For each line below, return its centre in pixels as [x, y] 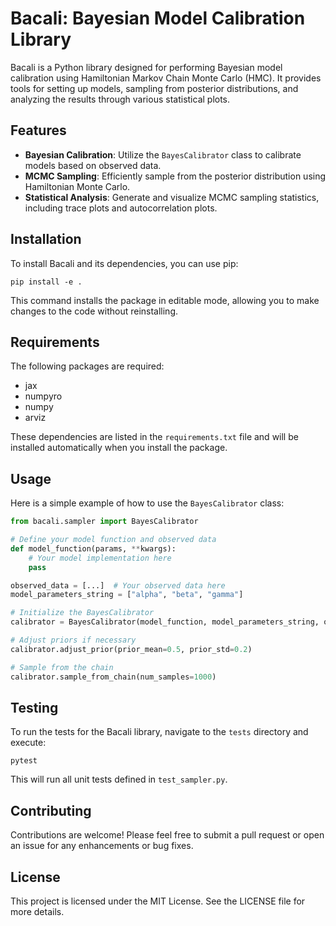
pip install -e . [46, 282]
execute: [28, 743]
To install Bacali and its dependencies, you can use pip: [124, 263]
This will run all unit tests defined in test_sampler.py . [119, 779]
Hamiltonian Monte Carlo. [77, 186]
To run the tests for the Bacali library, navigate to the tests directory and [159, 732]
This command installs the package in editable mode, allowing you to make [165, 300]
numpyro [43, 396]
